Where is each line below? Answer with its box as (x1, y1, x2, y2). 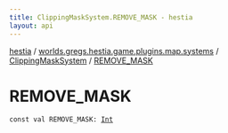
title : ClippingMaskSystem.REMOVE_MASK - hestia (9, 12, 193, 22)
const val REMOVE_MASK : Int (9, 115, 114, 124)
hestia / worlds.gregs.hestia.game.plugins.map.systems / (9, 45, 219, 56)
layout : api (9, 21, 53, 30)
